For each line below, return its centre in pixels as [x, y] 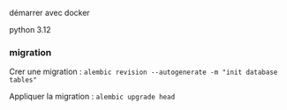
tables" [23, 80]
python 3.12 [30, 29]
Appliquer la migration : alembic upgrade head [92, 97]
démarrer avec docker [49, 13]
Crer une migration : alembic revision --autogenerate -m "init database [143, 72]
